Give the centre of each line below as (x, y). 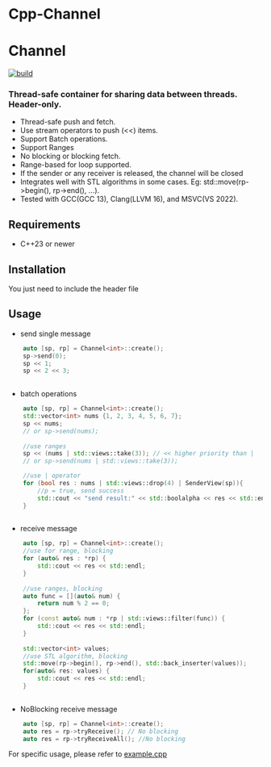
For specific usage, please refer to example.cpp (88, 754)
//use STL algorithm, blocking (75, 656)
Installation (37, 269)
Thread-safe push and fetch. (68, 122)
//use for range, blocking (68, 551)
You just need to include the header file (73, 289)
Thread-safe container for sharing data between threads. (123, 94)
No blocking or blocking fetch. (70, 156)
